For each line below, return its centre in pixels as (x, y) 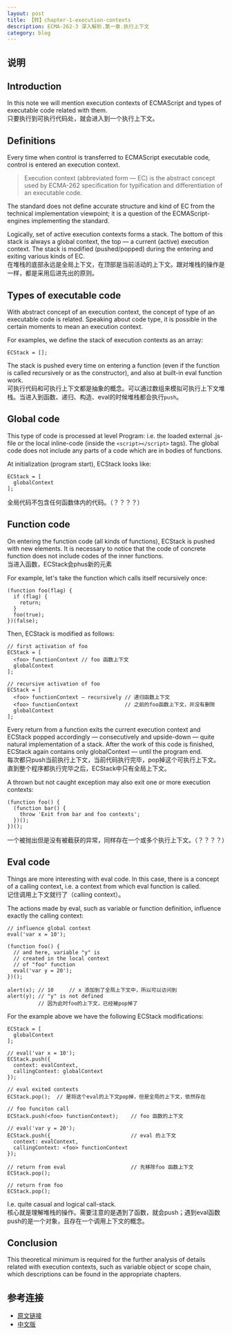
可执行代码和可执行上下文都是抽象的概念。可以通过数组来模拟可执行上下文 (113, 388)
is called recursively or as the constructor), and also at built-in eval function (115, 373)
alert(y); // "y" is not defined (55, 996)
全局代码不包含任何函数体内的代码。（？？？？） (75, 502)
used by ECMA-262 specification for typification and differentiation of (123, 186)
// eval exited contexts (43, 1089)
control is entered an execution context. (64, 165)
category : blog (29, 33)
